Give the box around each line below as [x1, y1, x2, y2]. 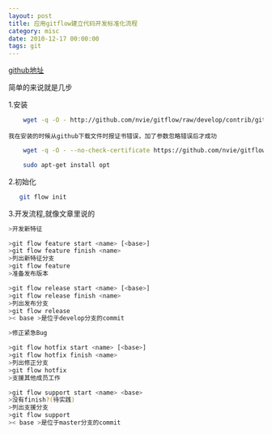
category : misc [8, 27, 60, 35]
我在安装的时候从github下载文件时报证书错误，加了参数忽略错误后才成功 [8, 132, 217, 140]
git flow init [19, 192, 67, 201]
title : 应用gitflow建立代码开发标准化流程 [8, 19, 138, 28]
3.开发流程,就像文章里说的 [8, 208, 96, 218]
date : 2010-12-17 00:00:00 [8, 34, 100, 43]
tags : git [8, 42, 42, 50]
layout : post [8, 11, 53, 20]
